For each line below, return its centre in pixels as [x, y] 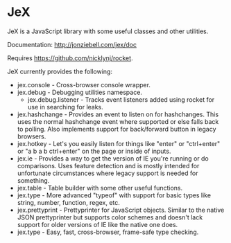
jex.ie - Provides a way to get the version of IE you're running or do [113, 158]
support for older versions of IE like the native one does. [97, 224]
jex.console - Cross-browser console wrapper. [84, 84]
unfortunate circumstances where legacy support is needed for [108, 173]
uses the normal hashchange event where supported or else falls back [118, 121]
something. [33, 180]
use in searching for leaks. [66, 107]
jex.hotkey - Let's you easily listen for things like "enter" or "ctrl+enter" [119, 143]
